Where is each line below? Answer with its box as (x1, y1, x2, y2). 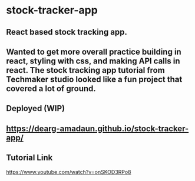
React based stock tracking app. (6, 27, 128, 37)
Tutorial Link (6, 153, 53, 163)
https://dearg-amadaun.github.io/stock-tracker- (6, 123, 189, 133)
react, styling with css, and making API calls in (6, 56, 180, 66)
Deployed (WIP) (6, 103, 65, 113)
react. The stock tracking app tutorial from (6, 65, 165, 75)
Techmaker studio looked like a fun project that (6, 74, 183, 84)
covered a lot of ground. (6, 83, 96, 93)
